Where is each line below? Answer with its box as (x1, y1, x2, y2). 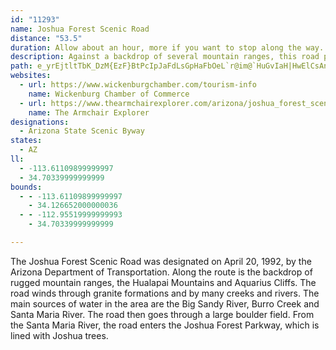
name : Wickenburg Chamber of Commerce (28, 89, 190, 99)
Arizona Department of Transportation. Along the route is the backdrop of (10, 266, 313, 278)
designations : (10, 117, 70, 127)
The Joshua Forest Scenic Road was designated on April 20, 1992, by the (10, 255, 312, 267)
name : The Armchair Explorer (28, 107, 150, 118)
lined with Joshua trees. (10, 329, 109, 341)
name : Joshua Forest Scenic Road (10, 24, 150, 34)
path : (10, 61, 33, 71)
